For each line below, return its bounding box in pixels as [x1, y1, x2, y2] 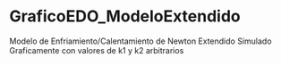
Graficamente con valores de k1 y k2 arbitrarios [9, 45, 184, 55]
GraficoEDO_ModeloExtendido [9, 6, 242, 27]
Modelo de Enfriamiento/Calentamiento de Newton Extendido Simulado [9, 36, 272, 46]
